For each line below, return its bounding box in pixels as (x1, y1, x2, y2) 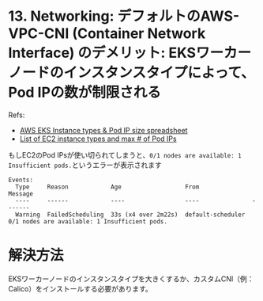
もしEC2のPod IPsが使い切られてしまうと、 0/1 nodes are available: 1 (8, 150, 242, 159)
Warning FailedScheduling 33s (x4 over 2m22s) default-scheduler (15, 211, 246, 219)
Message (8, 189, 34, 198)
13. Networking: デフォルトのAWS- (8, 7, 240, 25)
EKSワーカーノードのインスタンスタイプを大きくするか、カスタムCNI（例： (8, 274, 254, 284)
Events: (8, 176, 34, 184)
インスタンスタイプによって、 (63, 64, 255, 82)
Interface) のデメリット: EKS (8, 44, 196, 62)
